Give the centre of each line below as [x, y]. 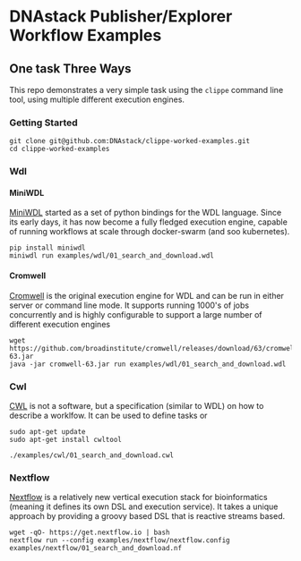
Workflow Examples [86, 35]
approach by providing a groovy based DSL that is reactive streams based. [147, 516]
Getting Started [43, 123]
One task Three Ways [70, 68]
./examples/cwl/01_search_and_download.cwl [92, 455]
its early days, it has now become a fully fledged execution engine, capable [149, 222]
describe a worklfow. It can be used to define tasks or [108, 415]
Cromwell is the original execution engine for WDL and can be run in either [147, 295]
